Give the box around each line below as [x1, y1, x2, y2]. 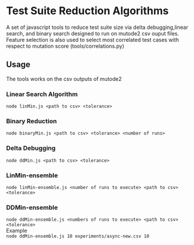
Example [6, 227, 28, 234]
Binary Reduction [6, 117, 57, 125]
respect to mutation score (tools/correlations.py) [6, 43, 124, 50]
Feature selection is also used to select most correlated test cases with [6, 36, 179, 43]
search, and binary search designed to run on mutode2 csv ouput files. [6, 30, 179, 37]
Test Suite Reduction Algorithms [6, 4, 169, 18]
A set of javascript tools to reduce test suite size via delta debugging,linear [6, 24, 188, 31]
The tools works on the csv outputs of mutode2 [6, 75, 122, 82]
